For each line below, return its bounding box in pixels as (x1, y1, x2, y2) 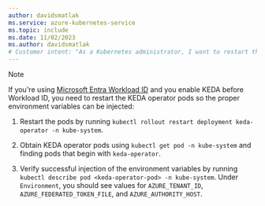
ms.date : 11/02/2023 (8, 33, 77, 42)
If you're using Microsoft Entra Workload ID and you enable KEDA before (8, 85, 244, 94)
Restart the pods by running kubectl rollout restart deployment (19, 117, 233, 126)
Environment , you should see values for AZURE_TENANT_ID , (19, 181, 203, 189)
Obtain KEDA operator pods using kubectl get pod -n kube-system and (19, 141, 252, 149)
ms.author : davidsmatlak (8, 41, 90, 49)
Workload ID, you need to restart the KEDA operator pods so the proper (8, 94, 241, 102)
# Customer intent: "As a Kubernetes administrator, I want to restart (8, 48, 248, 56)
